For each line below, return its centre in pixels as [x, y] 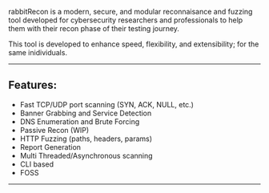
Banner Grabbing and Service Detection [86, 113]
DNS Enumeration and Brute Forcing [80, 121]
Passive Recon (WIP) [54, 130]
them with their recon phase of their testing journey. [94, 28]
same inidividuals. [38, 52]
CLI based [37, 164]
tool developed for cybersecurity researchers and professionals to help [126, 20]
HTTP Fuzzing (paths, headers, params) [86, 139]
